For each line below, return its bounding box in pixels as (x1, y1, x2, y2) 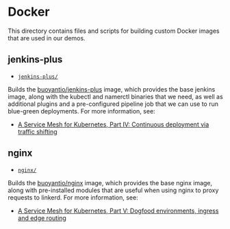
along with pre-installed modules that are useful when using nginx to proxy (8, 186, 219, 194)
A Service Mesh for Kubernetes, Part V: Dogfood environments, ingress (17, 206, 219, 215)
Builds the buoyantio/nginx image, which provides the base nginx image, (8, 178, 213, 187)
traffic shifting (17, 127, 57, 135)
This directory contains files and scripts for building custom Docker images (8, 27, 220, 35)
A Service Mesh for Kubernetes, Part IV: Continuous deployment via (17, 120, 209, 129)
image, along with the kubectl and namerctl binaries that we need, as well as (8, 92, 223, 100)
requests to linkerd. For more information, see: (8, 193, 139, 202)
